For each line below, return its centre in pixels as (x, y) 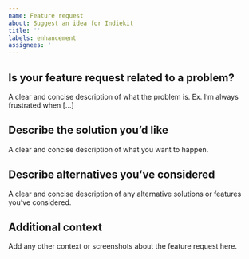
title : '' (25, 30)
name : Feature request (46, 16)
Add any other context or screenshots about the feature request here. (123, 246)
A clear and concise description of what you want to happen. (109, 149)
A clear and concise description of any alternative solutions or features (125, 194)
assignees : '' (32, 45)
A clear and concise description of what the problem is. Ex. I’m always (124, 96)
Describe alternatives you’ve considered (112, 175)
